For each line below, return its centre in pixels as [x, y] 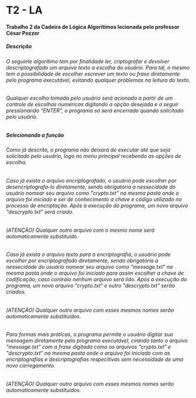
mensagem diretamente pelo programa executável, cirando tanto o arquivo [97, 340]
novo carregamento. [31, 366]
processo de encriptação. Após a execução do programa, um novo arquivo [97, 205]
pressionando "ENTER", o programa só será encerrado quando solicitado [95, 111]
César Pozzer [23, 33]
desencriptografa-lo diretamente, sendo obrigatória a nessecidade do [91, 187]
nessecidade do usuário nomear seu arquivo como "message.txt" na [90, 267]
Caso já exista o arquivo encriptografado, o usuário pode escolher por [91, 180]
